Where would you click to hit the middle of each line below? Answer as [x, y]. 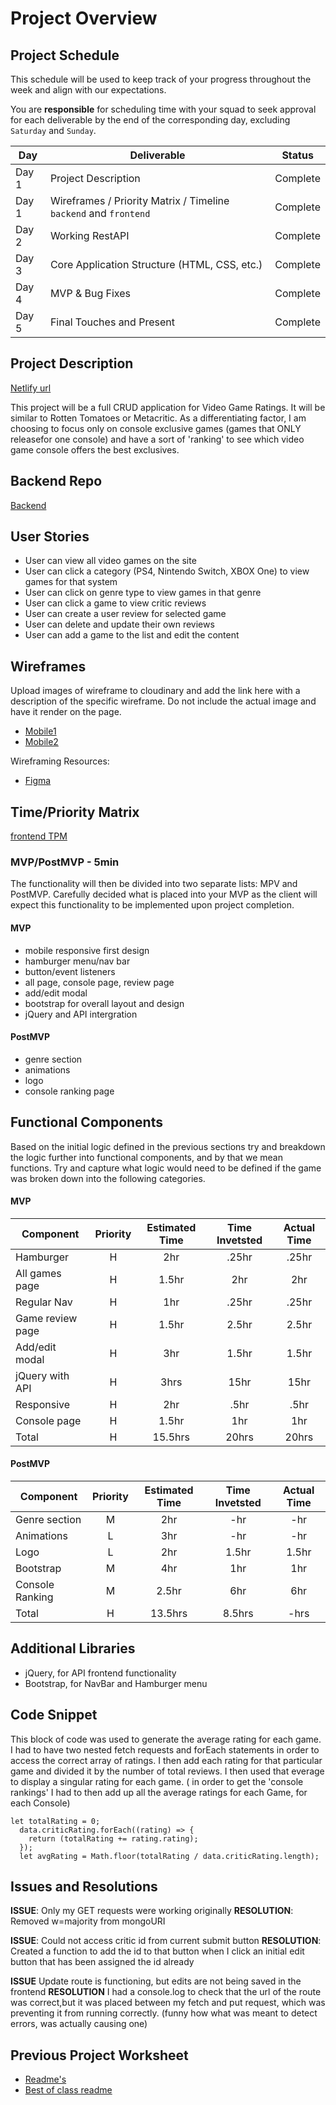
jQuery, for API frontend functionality [100, 1673]
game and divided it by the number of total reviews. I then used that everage [167, 1771]
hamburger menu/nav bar [77, 961]
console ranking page [69, 1091]
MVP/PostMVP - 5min [65, 862]
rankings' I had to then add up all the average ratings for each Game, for [159, 1792]
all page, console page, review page [99, 982]
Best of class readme [68, 2090]
